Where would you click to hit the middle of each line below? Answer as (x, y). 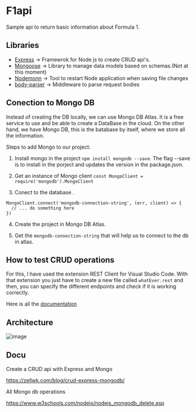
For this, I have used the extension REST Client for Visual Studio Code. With (97, 274)
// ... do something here (43, 208)
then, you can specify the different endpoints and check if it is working (91, 286)
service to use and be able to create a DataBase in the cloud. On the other (95, 123)
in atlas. (24, 242)
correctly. (18, 293)
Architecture (30, 322)
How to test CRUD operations (60, 260)
